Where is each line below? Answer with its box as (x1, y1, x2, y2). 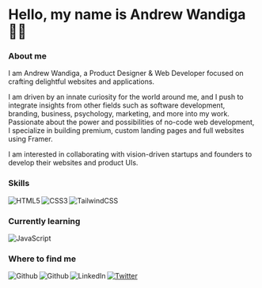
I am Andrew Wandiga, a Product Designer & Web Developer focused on (8, 69, 244, 78)
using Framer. (8, 135, 53, 144)
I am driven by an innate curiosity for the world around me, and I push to (8, 93, 244, 102)
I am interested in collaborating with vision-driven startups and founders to (8, 150, 253, 159)
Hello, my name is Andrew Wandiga (8, 6, 246, 24)
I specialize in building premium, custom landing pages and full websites (8, 126, 245, 135)
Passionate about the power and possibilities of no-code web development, (8, 117, 255, 127)
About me (8, 51, 47, 62)
